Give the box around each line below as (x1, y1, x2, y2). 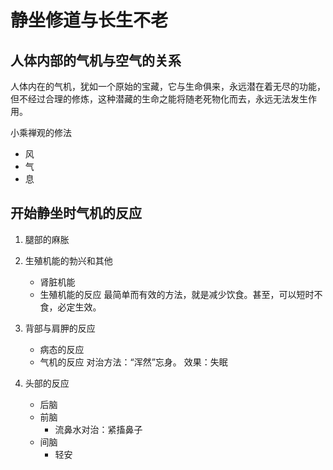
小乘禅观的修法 (10, 127, 72, 138)
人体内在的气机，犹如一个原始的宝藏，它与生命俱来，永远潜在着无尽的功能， (10, 81, 326, 92)
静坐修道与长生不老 (10, 9, 169, 32)
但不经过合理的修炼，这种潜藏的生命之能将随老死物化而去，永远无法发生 (10, 93, 308, 105)
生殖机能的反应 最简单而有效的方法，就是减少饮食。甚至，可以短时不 (39, 288, 323, 300)
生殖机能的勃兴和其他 (24, 254, 113, 266)
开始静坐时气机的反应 (10, 205, 142, 222)
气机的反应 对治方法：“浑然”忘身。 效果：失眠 (39, 356, 228, 368)
